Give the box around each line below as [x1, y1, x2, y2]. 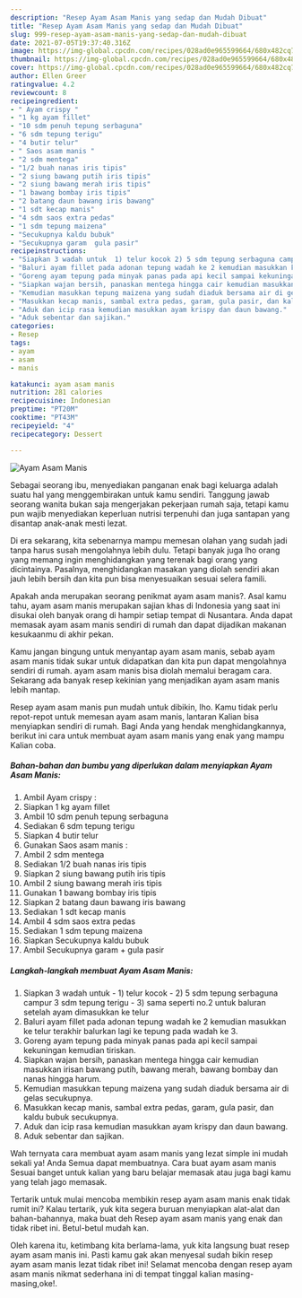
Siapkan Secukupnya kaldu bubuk [22, 935, 150, 946]
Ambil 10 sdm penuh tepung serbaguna [22, 811, 168, 822]
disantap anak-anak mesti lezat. [10, 518, 128, 528]
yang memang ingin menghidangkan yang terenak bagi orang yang [10, 553, 258, 565]
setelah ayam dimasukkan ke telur [22, 1006, 150, 1018]
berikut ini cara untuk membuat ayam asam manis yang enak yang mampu [10, 730, 285, 741]
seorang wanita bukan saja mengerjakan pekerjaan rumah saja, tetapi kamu [10, 499, 289, 510]
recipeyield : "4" [10, 421, 75, 431]
